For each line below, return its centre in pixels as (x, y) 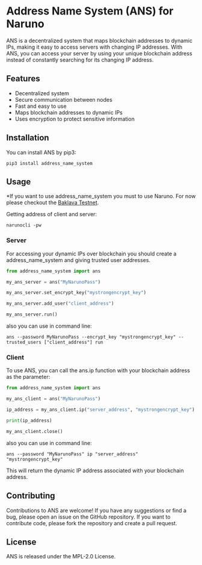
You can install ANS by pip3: (41, 152)
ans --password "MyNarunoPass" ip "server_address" (72, 454)
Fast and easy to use (41, 106)
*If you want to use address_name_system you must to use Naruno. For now (101, 196)
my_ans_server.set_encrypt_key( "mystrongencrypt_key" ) (76, 293)
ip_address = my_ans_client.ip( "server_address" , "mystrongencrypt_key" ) (101, 410)
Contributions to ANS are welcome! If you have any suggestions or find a (96, 510)
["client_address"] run (74, 342)
